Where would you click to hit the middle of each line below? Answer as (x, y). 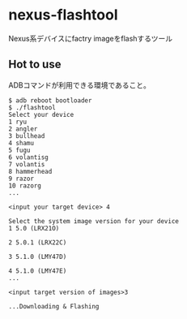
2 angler (23, 129)
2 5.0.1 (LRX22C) (38, 242)
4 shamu (21, 143)
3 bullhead (27, 136)
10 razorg (25, 185)
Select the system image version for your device (94, 221)
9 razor (21, 179)
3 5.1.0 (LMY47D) (38, 256)
